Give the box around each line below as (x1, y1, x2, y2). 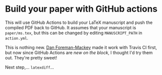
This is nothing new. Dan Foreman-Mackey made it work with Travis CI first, (5, 44, 157, 50)
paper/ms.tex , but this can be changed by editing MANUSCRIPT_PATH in (5, 30, 142, 36)
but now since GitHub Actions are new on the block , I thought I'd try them (5, 50, 153, 56)
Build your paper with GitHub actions (5, 3, 158, 15)
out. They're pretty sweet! (5, 55, 58, 60)
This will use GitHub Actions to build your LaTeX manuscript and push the (5, 19, 153, 25)
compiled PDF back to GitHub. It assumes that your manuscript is (5, 24, 137, 30)
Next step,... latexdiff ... (5, 64, 55, 70)
